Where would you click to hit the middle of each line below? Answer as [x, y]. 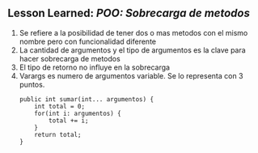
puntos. [32, 84]
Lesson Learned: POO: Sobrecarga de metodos [129, 13]
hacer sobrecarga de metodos [70, 58]
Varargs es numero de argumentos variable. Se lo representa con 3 [131, 75]
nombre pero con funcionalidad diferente [88, 41]
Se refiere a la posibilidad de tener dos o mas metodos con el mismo [133, 32]
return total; [58, 134]
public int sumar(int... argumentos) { [87, 99]
